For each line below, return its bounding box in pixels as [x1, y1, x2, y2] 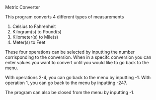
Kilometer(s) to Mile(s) [12, 34, 59, 40]
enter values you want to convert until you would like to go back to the [5, 60, 149, 65]
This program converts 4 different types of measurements [5, 14, 124, 19]
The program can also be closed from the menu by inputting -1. [5, 90, 135, 95]
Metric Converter [5, 4, 40, 10]
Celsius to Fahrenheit [12, 23, 56, 29]
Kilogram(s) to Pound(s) [12, 29, 62, 34]
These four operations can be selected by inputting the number [5, 49, 135, 55]
